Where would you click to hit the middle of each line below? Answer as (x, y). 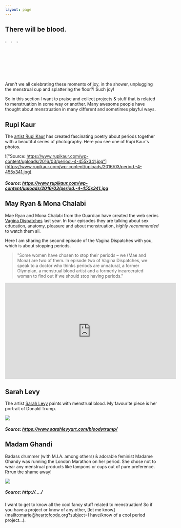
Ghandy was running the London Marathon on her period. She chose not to (80, 461)
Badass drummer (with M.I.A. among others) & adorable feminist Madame (79, 456)
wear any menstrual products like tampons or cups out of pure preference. (80, 466)
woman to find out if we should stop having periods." (70, 276)
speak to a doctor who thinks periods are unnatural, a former (78, 265)
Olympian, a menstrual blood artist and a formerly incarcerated (80, 271)
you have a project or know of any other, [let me (53, 509)
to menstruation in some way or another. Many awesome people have (75, 104)
